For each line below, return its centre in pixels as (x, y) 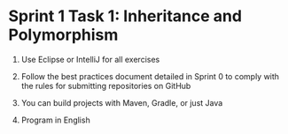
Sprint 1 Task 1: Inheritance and (125, 16)
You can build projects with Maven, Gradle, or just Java (122, 102)
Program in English (55, 120)
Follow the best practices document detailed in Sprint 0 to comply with (150, 76)
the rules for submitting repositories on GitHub (106, 86)
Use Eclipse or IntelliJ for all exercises (90, 59)
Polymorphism (63, 35)
